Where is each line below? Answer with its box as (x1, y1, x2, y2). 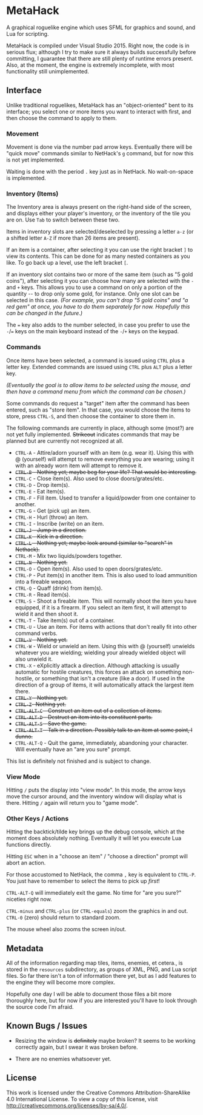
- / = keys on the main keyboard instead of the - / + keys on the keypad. (6, 328, 179, 335)
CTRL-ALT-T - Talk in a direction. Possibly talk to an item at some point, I (15, 726, 193, 733)
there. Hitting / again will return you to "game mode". (6, 799, 139, 806)
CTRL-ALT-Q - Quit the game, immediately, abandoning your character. (15, 739, 188, 747)
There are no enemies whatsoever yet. (15, 1055, 111, 1062)
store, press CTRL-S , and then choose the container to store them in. (6, 412, 176, 419)
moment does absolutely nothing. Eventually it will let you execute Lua (6, 835, 182, 842)
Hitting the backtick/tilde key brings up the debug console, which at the (6, 828, 185, 835)
